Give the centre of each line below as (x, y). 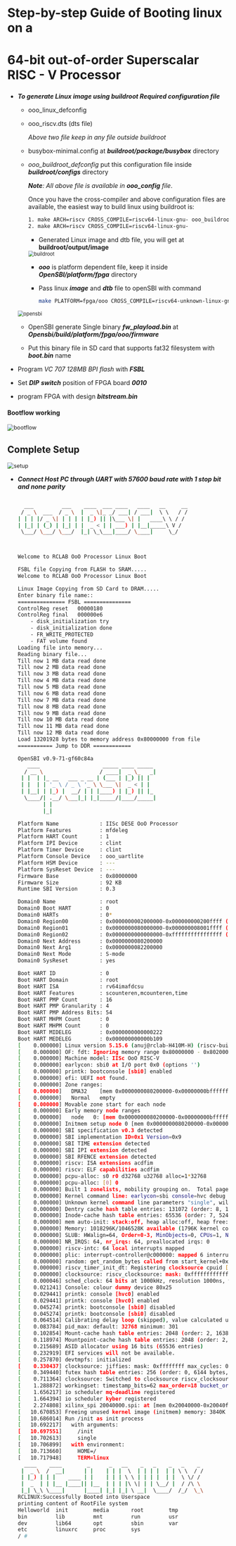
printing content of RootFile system (73, 1503)
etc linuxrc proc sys (79, 1530)
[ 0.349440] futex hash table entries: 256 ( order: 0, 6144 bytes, (123, 1373)
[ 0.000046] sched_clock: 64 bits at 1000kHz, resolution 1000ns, (122, 1281)
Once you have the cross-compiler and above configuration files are (127, 199)
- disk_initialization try (70, 622)
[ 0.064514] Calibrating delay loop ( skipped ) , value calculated (120, 1320)
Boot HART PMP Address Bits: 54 (65, 1013)
